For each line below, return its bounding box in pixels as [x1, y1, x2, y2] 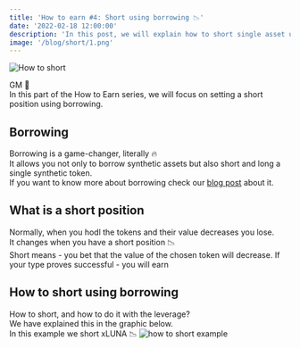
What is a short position [9, 203, 145, 219]
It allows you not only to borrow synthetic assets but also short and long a [9, 158, 281, 170]
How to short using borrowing [9, 285, 179, 300]
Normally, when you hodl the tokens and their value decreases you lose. [9, 227, 275, 237]
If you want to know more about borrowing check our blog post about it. [9, 178, 274, 188]
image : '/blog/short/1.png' [9, 37, 114, 47]
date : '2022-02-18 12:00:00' [9, 21, 118, 30]
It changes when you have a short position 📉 [9, 236, 176, 247]
